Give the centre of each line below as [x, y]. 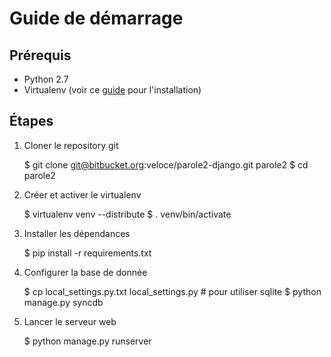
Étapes [31, 121]
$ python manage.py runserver [87, 341]
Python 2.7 [46, 79]
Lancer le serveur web [70, 321]
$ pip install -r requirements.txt [87, 253]
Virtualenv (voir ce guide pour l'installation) [112, 90]
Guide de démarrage [96, 18]
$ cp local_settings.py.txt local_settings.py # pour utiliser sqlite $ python [172, 291]
